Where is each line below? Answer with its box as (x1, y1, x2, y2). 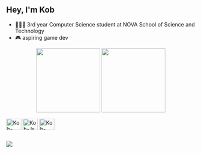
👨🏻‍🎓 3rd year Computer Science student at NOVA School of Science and (14, 20, 195, 28)
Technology (14, 27, 45, 34)
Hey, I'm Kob (6, 5, 55, 15)
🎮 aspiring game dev (14, 34, 68, 41)
